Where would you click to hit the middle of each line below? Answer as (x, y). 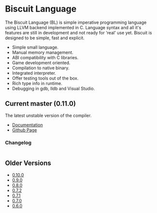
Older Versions (28, 163)
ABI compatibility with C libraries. (45, 57)
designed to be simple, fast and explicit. (45, 38)
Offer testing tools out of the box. (45, 78)
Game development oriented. (41, 63)
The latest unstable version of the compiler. (48, 115)
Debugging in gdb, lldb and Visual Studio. (54, 88)
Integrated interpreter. (34, 73)
